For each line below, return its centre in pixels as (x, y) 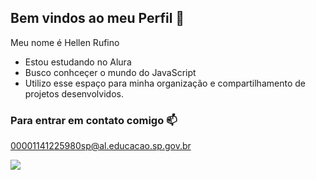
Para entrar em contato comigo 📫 (94, 120)
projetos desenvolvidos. (74, 93)
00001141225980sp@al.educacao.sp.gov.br (101, 146)
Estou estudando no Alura (78, 62)
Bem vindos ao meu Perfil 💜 (97, 18)
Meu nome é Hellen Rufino (65, 42)
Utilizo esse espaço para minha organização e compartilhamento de (165, 83)
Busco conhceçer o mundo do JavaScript (110, 72)
